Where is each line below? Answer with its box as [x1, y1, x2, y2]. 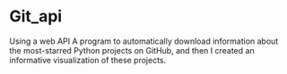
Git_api [9, 6, 63, 27]
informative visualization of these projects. [9, 54, 167, 65]
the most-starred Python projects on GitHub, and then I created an [9, 45, 255, 55]
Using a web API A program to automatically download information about [9, 36, 279, 46]
